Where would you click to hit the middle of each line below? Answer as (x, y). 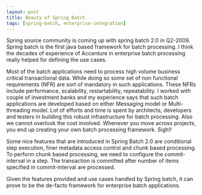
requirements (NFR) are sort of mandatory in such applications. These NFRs (101, 84)
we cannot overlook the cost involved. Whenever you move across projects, (101, 123)
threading (18, 111)
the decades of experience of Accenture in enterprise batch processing (96, 53)
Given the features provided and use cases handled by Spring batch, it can (100, 179)
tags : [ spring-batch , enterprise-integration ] (66, 23)
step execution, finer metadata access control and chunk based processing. (101, 148)
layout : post (23, 12)
